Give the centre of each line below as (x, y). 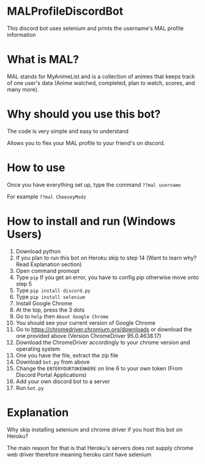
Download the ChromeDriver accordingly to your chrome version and (103, 342)
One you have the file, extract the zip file (67, 355)
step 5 (24, 283)
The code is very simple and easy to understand (68, 131)
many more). (23, 89)
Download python (38, 251)
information (21, 34)
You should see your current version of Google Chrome (85, 323)
